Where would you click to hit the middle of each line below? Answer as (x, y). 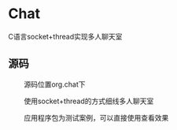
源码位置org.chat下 (54, 84)
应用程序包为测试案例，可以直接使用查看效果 (96, 117)
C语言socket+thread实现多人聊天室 (65, 36)
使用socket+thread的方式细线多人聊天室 (88, 101)
